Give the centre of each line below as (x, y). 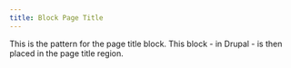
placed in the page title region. (67, 53)
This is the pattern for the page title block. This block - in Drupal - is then (146, 44)
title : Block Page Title (56, 18)
